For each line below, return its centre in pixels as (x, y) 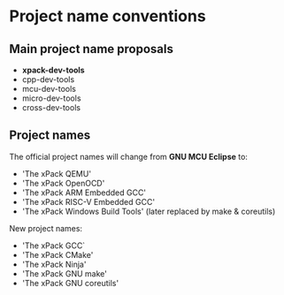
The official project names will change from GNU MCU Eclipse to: (128, 156)
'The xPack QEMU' (56, 173)
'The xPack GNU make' (65, 273)
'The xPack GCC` (54, 246)
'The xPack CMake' (58, 254)
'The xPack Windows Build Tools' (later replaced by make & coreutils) (149, 211)
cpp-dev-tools (48, 79)
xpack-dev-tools (54, 70)
